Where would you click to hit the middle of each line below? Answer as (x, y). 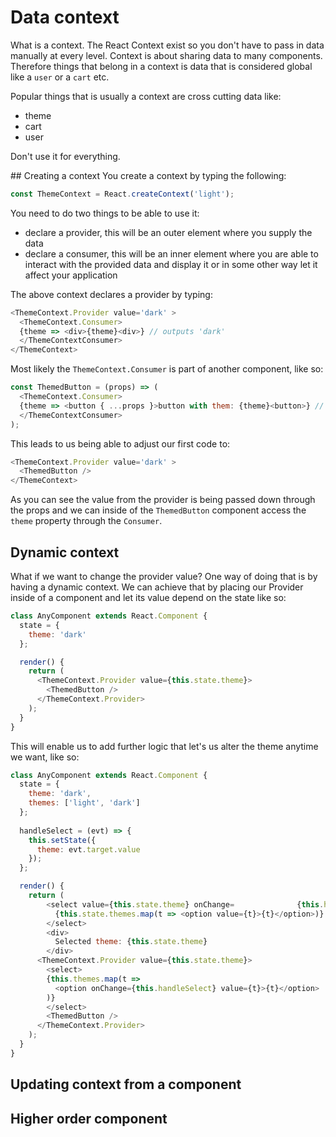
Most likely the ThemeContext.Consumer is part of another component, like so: (167, 369)
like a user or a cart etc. (60, 77)
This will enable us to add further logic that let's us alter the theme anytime (164, 746)
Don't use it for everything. (65, 156)
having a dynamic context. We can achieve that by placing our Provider (157, 587)
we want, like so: (45, 757)
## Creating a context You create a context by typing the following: (148, 175)
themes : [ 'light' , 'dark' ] (84, 803)
